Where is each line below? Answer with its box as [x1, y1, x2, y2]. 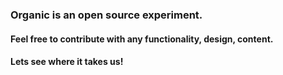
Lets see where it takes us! [10, 56, 124, 68]
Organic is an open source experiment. [10, 8, 203, 22]
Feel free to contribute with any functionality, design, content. [10, 33, 274, 45]
